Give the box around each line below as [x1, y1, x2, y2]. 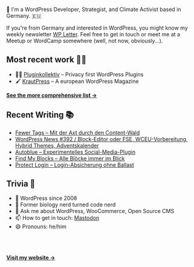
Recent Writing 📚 [6, 110, 74, 120]
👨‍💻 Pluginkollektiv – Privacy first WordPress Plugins [15, 70, 144, 78]
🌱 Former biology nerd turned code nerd [15, 201, 116, 208]
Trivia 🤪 [6, 179, 36, 189]
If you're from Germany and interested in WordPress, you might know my [6, 24, 189, 31]
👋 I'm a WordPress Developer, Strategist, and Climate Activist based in [6, 6, 181, 13]
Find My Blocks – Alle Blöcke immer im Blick [15, 154, 125, 162]
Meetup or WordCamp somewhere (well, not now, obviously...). [6, 37, 163, 44]
